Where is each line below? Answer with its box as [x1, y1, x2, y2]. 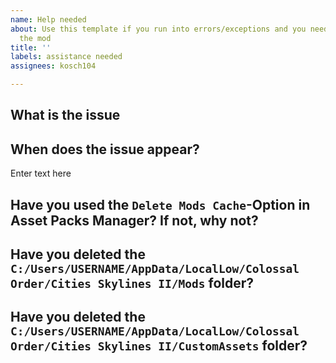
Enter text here [10, 167, 72, 180]
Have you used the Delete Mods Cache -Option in [10, 196, 311, 213]
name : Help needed [10, 14, 87, 25]
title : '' [10, 42, 52, 53]
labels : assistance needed [10, 52, 123, 62]
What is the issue [10, 107, 121, 124]
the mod [19, 33, 52, 43]
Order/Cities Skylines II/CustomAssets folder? [10, 337, 308, 355]
